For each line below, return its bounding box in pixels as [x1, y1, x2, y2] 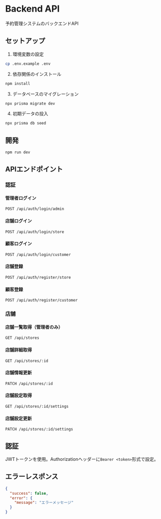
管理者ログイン [5, 195, 36, 201]
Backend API [5, 3, 60, 15]
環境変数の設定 [12, 51, 44, 57]
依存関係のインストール [12, 71, 62, 77]
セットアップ [5, 36, 45, 46]
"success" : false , [10, 491, 49, 496]
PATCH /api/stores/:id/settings [5, 427, 73, 432]
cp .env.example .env [5, 61, 51, 66]
